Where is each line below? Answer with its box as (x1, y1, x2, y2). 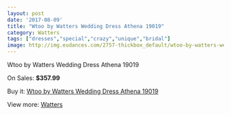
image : (7, 42, 26, 49)
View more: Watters (7, 101, 63, 108)
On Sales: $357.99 (7, 74, 60, 82)
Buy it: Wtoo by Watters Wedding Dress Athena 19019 (7, 87, 159, 95)
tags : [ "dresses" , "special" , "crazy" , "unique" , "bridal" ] (7, 36, 170, 42)
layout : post (7, 10, 45, 17)
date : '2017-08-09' (7, 16, 63, 23)
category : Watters (7, 29, 60, 36)
